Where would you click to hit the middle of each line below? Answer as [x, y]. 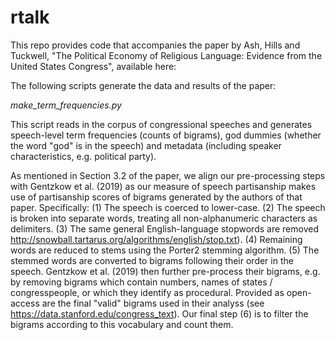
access [25, 303]
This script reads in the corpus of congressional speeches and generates [161, 124]
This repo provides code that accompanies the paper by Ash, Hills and [155, 45]
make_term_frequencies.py [66, 105]
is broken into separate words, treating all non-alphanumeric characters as [164, 218]
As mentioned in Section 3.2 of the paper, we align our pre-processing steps [168, 175]
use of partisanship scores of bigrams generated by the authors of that [156, 197]
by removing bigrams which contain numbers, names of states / [141, 282]
